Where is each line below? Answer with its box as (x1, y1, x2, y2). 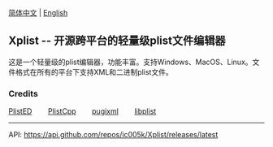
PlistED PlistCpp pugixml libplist (8, 106, 157, 116)
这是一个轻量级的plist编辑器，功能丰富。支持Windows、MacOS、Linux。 (8, 57, 253, 67)
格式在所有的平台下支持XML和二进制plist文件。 (15, 67, 173, 76)
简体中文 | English (8, 8, 68, 17)
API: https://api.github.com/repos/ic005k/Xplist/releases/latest (8, 130, 219, 140)
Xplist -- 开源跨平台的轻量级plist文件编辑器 (8, 34, 226, 48)
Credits (8, 88, 38, 99)
